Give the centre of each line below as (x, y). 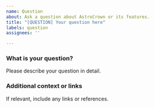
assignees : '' (23, 33)
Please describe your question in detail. (53, 71)
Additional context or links (44, 86)
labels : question (27, 28)
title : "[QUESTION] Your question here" (56, 22)
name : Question (24, 11)
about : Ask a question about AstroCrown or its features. (78, 17)
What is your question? (40, 59)
